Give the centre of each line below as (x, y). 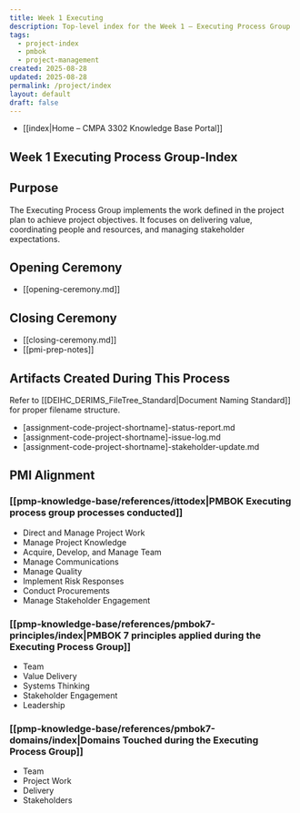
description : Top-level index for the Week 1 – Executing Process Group (150, 26)
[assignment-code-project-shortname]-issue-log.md (121, 437)
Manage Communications (71, 562)
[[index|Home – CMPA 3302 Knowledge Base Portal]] (122, 128)
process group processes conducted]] (96, 513)
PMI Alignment (52, 476)
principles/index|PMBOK (65, 635)
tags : (20, 35)
